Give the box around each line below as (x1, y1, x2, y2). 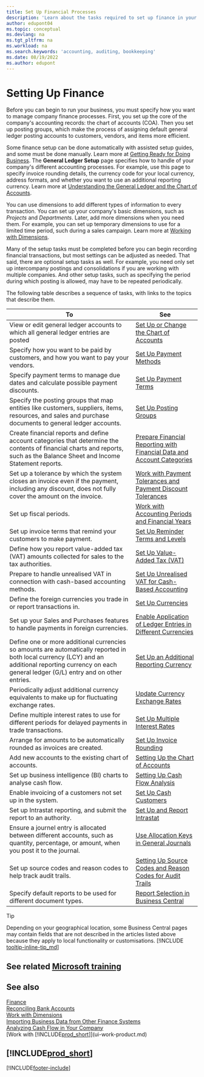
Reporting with (135, 440, 177, 449)
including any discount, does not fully (9, 485, 117, 493)
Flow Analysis (135, 778, 175, 787)
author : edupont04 (6, 20, 53, 26)
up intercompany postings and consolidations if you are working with (6, 265, 179, 272)
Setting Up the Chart (135, 753, 194, 762)
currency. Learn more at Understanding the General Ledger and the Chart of (6, 183, 197, 190)
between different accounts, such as (9, 831, 114, 840)
